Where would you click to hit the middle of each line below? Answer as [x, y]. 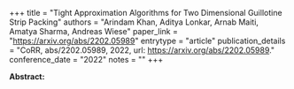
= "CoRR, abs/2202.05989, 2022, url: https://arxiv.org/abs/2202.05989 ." [142, 50]
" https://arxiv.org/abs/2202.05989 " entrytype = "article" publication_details [147, 41]
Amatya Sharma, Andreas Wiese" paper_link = [94, 31]
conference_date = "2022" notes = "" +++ [86, 59]
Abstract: [27, 77]
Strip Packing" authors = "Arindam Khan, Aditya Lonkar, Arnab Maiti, [134, 22]
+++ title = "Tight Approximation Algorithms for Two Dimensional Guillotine [146, 13]
